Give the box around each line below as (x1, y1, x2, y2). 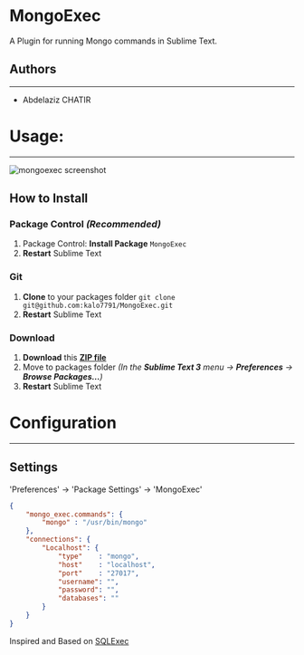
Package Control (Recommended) (9, 218, 161, 230)
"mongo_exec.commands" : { (25, 509, 124, 519)
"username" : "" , (57, 577, 119, 586)
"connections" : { (25, 535, 91, 544)
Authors (9, 62, 57, 77)
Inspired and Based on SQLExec (9, 635, 129, 646)
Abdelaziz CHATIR (22, 94, 91, 105)
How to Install (9, 191, 89, 207)
